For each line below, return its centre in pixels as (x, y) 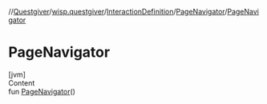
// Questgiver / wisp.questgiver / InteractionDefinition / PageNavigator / (118, 12)
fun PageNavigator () (42, 91)
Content (22, 82)
